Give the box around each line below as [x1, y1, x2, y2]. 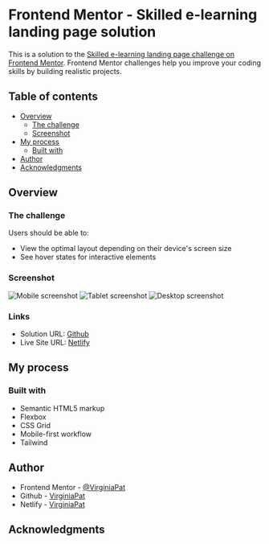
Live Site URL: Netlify [19, 338, 91, 348]
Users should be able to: [8, 228, 90, 238]
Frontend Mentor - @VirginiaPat [19, 482, 126, 492]
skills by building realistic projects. [8, 66, 122, 76]
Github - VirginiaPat [19, 491, 86, 501]
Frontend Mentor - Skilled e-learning [8, 6, 258, 24]
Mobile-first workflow [19, 429, 92, 439]
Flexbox [19, 412, 47, 422]
